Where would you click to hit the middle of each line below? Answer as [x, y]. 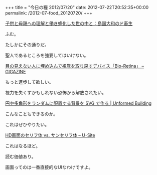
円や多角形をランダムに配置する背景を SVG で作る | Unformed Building [78, 103]
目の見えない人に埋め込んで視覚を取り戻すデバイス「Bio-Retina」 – [75, 66]
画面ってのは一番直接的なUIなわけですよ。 [49, 167]
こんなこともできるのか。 [31, 114]
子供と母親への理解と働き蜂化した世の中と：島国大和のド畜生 [69, 23]
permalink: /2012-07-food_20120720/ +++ [49, 13]
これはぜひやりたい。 [27, 125]
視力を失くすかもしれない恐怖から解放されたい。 [56, 93]
